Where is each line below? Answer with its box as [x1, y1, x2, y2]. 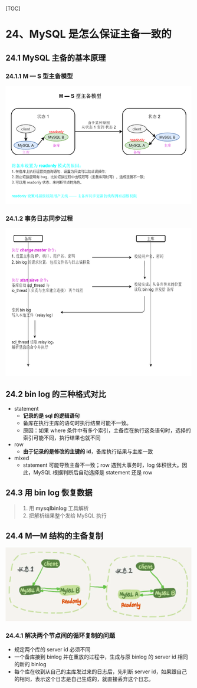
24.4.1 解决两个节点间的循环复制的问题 [5, 631, 116, 640]
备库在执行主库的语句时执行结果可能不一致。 [22, 419, 132, 427]
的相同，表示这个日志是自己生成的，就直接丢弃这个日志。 [14, 675, 154, 682]
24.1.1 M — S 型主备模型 [5, 72, 73, 80]
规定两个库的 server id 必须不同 [14, 646, 91, 653]
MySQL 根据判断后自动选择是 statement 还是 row [33, 469, 153, 476]
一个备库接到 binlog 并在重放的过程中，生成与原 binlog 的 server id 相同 [14, 653, 188, 660]
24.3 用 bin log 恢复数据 [5, 488, 93, 498]
